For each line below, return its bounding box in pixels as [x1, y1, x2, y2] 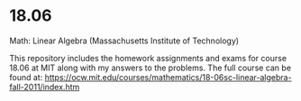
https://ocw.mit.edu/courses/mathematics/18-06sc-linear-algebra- [44, 71, 292, 82]
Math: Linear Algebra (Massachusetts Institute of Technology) [9, 35, 240, 46]
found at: [9, 71, 43, 82]
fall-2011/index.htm [9, 81, 80, 92]
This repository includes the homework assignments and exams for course [9, 52, 287, 63]
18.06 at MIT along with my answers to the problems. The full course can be [9, 62, 291, 73]
